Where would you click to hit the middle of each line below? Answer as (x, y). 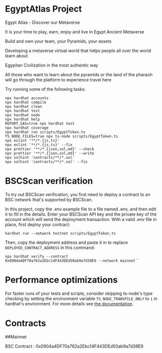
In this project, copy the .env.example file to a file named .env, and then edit (81, 209)
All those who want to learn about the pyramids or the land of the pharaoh (79, 74)
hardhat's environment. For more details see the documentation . (69, 303)
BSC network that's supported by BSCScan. (49, 200)
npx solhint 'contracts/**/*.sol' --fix (47, 162)
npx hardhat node (23, 115)
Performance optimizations (61, 280)
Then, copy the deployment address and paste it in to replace (66, 242)
